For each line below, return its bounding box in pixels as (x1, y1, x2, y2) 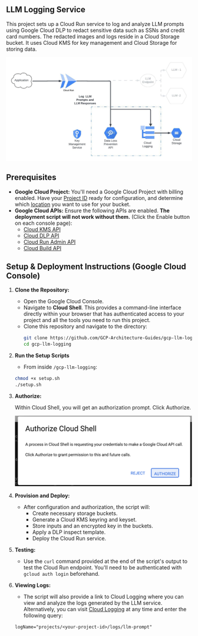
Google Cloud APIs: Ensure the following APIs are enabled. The (14, 206, 170, 214)
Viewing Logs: (14, 581, 51, 589)
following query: (23, 612, 63, 619)
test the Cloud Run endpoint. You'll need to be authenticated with (23, 563, 182, 571)
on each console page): (14, 219, 72, 227)
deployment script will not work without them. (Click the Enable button (14, 213, 190, 220)
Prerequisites (6, 172, 57, 182)
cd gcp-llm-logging (23, 342, 72, 347)
